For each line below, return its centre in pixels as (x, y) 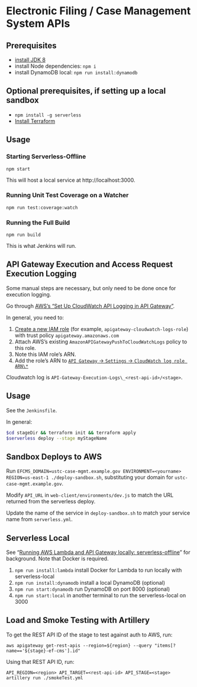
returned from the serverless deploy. (51, 502)
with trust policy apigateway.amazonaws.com (67, 335)
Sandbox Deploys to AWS (54, 457)
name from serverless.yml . (39, 519)
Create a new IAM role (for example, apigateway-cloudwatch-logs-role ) (101, 329)
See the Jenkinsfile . (32, 410)
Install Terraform (35, 121)
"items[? (165, 645)
